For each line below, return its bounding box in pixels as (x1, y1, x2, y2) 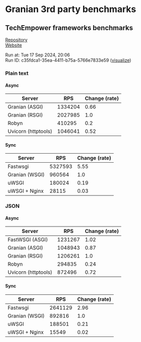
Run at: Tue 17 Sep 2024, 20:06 (5, 52, 70, 58)
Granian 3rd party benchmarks (5, 4, 136, 15)
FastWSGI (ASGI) (7, 236, 48, 243)
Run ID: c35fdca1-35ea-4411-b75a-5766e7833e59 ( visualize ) (5, 57, 131, 63)
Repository (5, 37, 27, 43)
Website (5, 42, 22, 48)
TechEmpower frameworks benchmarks (5, 24, 133, 32)
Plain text (5, 69, 28, 76)
